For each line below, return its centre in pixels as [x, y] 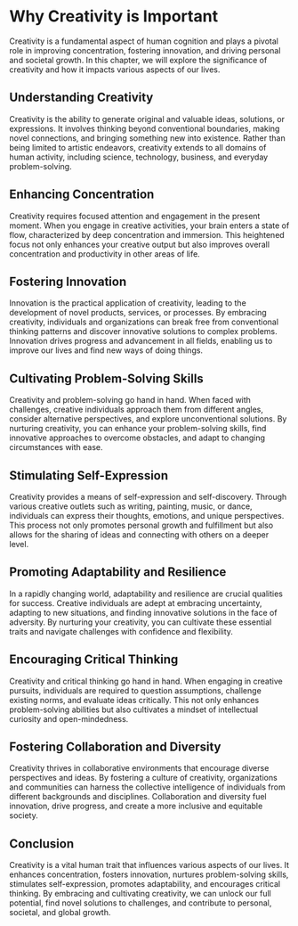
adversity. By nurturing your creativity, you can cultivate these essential [141, 622]
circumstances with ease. [56, 447]
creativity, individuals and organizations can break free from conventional [144, 322]
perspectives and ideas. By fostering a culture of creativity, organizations [143, 778]
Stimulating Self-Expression [89, 475]
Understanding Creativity [81, 98]
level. [19, 544]
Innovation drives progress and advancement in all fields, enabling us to [141, 341]
